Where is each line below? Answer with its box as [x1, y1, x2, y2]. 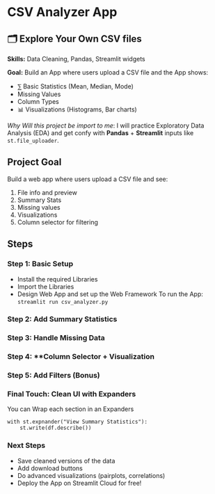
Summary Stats [17, 196, 62, 204]
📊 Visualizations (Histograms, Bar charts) [17, 105, 137, 114]
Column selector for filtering [17, 217, 99, 226]
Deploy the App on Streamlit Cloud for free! [17, 479, 142, 487]
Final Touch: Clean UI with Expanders [7, 389, 136, 399]
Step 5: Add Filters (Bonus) [7, 371, 101, 380]
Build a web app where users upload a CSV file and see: [7, 175, 168, 183]
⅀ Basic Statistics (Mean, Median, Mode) [17, 82, 134, 91]
